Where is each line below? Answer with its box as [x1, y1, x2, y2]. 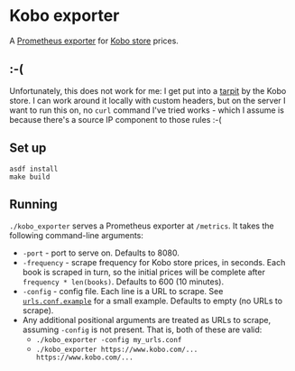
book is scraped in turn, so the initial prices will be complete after [22, 267, 266, 278]
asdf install [9, 164, 59, 173]
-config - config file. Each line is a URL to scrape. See [22, 286, 224, 297]
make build [9, 172, 51, 181]
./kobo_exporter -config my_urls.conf [35, 336, 182, 345]
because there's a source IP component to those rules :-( [9, 114, 223, 125]
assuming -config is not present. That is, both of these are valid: [22, 324, 263, 335]
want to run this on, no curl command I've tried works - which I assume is [9, 105, 284, 116]
